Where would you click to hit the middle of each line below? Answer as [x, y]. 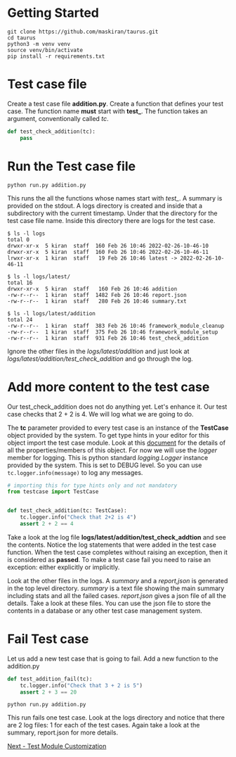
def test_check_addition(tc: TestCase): [67, 511]
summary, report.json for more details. [63, 732]
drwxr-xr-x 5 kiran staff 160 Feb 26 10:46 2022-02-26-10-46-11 [108, 252]
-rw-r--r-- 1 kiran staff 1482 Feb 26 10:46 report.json [97, 295]
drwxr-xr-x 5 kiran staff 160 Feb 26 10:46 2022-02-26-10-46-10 [108, 246]
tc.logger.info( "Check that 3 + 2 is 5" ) [81, 685]
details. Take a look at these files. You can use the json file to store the [109, 603]
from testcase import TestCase [53, 492]
